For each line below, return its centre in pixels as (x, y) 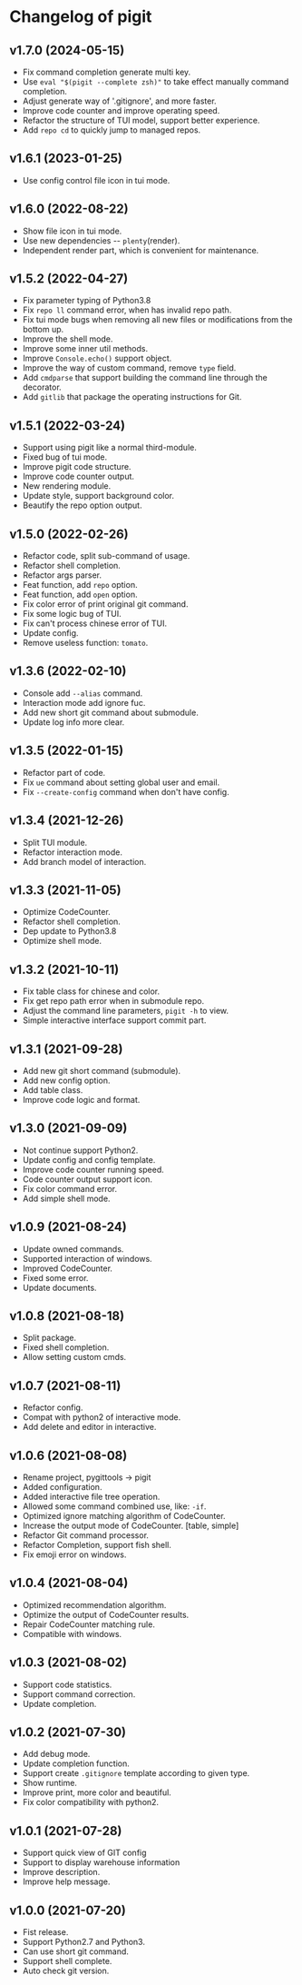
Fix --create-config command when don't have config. (126, 791)
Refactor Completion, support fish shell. (97, 1545)
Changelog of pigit (81, 17)
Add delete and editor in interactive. (89, 1427)
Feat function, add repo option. (80, 585)
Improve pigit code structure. (77, 467)
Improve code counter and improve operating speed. (121, 110)
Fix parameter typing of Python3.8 (87, 301)
